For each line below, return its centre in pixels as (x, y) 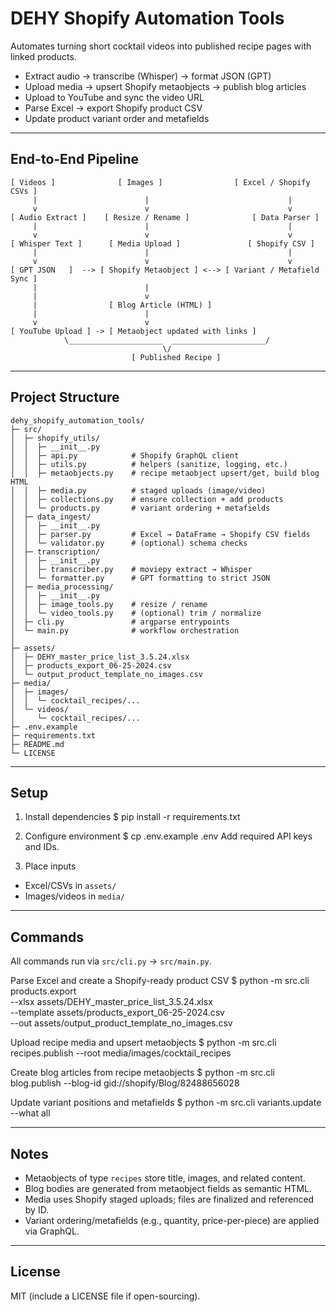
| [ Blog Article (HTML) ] (122, 305)
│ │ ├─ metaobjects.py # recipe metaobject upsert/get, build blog (165, 473)
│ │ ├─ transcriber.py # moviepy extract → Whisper (131, 569)
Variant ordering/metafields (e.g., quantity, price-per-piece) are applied (172, 1220)
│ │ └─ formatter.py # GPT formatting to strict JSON (140, 578)
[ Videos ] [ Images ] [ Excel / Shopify (160, 182)
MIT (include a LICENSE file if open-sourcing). (105, 1296)
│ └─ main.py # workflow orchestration (125, 630)
